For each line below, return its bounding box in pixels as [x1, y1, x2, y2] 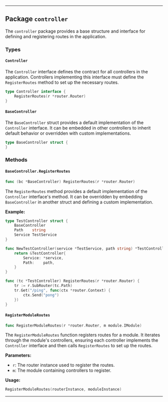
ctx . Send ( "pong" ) [23, 292, 59, 297]
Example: [5, 209, 25, 215]
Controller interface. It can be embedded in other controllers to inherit [5, 125, 151, 131]
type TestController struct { [5, 218, 68, 224]
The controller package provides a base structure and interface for [5, 28, 145, 34]
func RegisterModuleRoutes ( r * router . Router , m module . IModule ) [5, 323, 142, 328]
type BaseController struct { [5, 140, 68, 145]
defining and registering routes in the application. [5, 33, 106, 39]
